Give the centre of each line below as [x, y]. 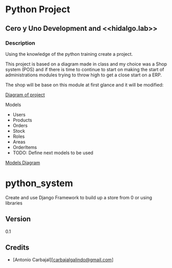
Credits [17, 248]
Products [22, 120]
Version [18, 219]
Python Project [38, 9]
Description [20, 43]
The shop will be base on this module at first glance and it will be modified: [84, 85]
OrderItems [25, 147]
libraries [14, 203]
